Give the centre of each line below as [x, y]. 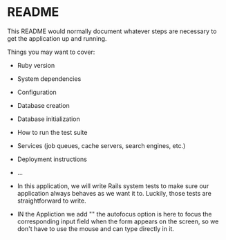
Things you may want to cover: [51, 52]
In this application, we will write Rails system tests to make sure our [113, 186]
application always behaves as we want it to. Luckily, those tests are [114, 193]
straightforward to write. [51, 201]
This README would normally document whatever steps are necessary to [112, 31]
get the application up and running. [57, 38]
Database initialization [49, 119]
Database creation [44, 105]
